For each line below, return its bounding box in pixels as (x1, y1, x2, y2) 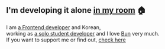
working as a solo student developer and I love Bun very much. (6, 30, 160, 37)
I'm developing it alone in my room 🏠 (6, 5, 146, 15)
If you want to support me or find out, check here (6, 36, 126, 43)
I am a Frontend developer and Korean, (6, 23, 101, 31)
